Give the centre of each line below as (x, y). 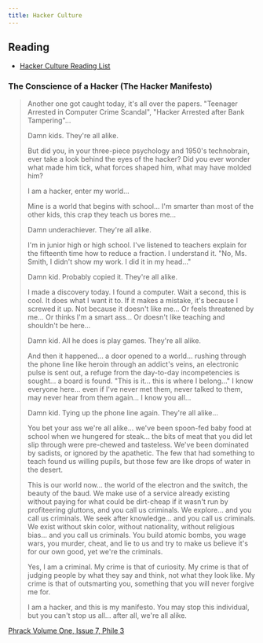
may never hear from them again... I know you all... (109, 397)
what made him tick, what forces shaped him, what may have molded (139, 167)
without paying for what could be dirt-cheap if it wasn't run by (128, 501)
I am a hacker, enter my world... (78, 191)
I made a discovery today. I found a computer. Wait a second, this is (137, 292)
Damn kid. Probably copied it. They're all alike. (102, 276)
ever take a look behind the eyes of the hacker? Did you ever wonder (139, 159)
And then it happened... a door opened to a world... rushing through (137, 356)
